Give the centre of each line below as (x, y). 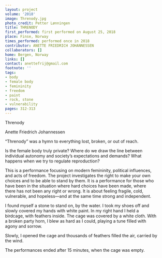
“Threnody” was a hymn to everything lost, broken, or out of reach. (72, 141)
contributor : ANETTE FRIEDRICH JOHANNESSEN (50, 46)
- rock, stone (19, 100)
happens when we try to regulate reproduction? (52, 161)
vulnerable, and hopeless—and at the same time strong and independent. (78, 196)
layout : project (21, 9)
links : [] (15, 59)
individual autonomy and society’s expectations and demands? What (73, 156)
